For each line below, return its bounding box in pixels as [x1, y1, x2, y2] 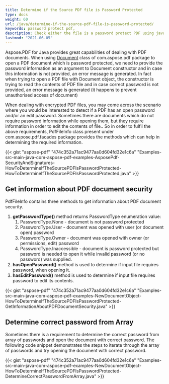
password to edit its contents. [12, 277, 74, 283]
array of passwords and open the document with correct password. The [5, 337, 155, 343]
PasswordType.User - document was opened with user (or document [20, 224, 164, 230]
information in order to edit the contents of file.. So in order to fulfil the [5, 123, 151, 129]
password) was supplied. [20, 256, 72, 262]
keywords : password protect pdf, [5, 26, 75, 31]
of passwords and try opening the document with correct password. [5, 347, 147, 353]
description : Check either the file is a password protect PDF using [5, 31, 154, 36]
